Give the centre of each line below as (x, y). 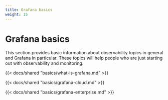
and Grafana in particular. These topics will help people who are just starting (84, 58)
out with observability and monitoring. (44, 63)
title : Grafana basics (29, 10)
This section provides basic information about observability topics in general (84, 53)
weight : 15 (17, 14)
